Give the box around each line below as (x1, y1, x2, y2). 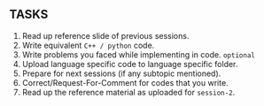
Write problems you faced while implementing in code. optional (21, 49, 255, 60)
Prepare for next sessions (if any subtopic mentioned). (21, 68, 221, 79)
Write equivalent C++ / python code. (21, 40, 155, 50)
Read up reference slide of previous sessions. (21, 30, 190, 41)
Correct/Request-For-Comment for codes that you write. (21, 77, 229, 87)
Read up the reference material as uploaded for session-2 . (21, 87, 236, 97)
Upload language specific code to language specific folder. (21, 58, 238, 69)
